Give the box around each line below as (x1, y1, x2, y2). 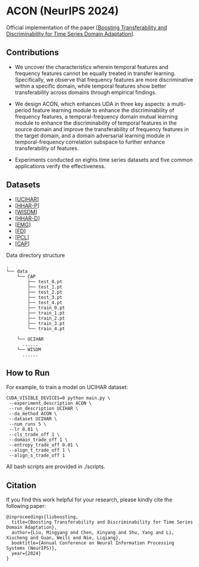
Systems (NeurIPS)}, (6, 546, 58, 551)
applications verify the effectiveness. (14, 162, 106, 169)
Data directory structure (6, 252, 66, 259)
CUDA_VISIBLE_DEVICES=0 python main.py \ (6, 395, 111, 401)
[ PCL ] (14, 234, 30, 241)
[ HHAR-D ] (14, 215, 41, 222)
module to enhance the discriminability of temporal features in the (14, 119, 177, 126)
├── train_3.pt (27, 320, 66, 326)
